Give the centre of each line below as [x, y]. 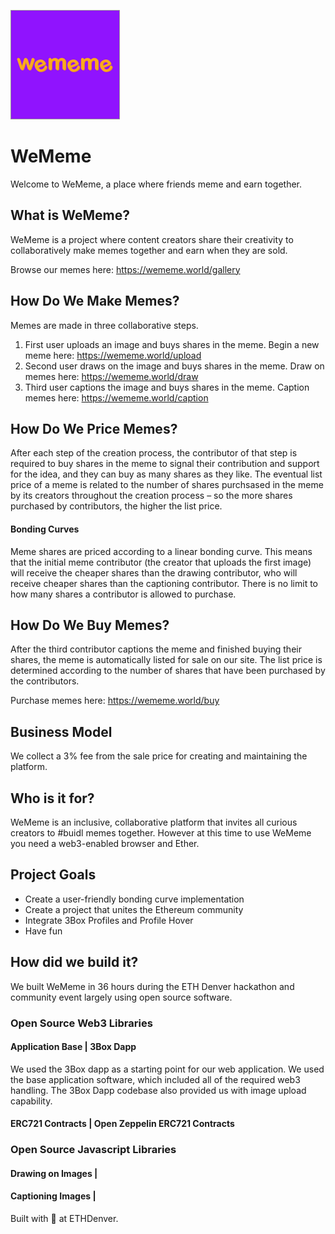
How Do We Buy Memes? [90, 625]
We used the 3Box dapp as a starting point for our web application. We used [167, 1069]
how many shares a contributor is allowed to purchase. [123, 594]
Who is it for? [52, 798]
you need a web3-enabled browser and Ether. [105, 844]
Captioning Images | [53, 1196]
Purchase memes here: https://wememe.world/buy [115, 701]
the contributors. [45, 681]
